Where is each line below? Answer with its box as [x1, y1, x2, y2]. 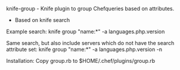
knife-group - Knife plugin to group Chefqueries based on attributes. [6, 5, 175, 12]
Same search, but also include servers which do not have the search [6, 40, 175, 46]
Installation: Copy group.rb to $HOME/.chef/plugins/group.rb [6, 58, 156, 64]
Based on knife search [14, 17, 70, 23]
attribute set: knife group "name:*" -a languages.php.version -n [6, 46, 163, 53]
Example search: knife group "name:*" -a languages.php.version [6, 28, 165, 35]
